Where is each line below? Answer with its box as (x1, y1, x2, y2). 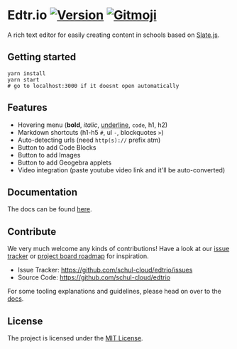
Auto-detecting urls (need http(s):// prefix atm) (17, 135, 161, 144)
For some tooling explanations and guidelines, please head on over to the (7, 287, 221, 296)
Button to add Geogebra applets (17, 158, 112, 167)
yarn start (7, 76, 40, 83)
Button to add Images (17, 150, 81, 159)
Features (7, 101, 48, 113)
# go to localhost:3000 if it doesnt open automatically (7, 82, 180, 89)
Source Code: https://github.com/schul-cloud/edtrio (17, 273, 171, 282)
